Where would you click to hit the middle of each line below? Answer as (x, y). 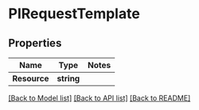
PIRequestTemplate (74, 14)
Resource (31, 78)
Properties (35, 43)
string (68, 78)
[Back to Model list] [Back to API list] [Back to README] (99, 98)
